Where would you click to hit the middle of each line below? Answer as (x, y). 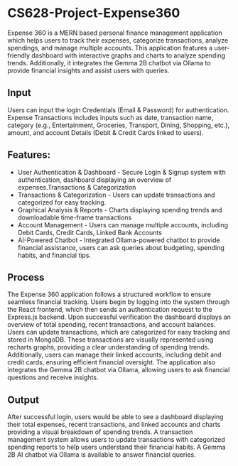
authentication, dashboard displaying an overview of (94, 180)
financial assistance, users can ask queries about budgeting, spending (121, 247)
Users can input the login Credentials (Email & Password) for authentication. (118, 110)
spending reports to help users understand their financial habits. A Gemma (117, 447)
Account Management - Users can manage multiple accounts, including (123, 224)
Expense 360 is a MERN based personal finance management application (115, 33)
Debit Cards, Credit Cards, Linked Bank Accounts (90, 232)
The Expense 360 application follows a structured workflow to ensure (109, 294)
